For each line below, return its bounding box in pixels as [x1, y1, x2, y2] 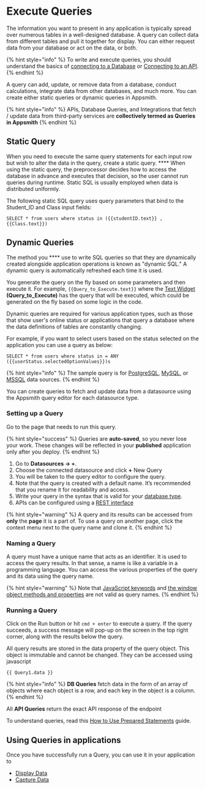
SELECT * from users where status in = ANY [6, 353, 119, 359]
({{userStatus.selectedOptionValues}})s [6, 358, 111, 365]
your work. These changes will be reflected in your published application [6, 441, 192, 449]
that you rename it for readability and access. [15, 485, 130, 493]
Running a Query [6, 606, 58, 615]
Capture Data [15, 776, 49, 783]
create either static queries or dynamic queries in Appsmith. [6, 94, 158, 101]
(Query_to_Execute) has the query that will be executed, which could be [6, 291, 190, 299]
